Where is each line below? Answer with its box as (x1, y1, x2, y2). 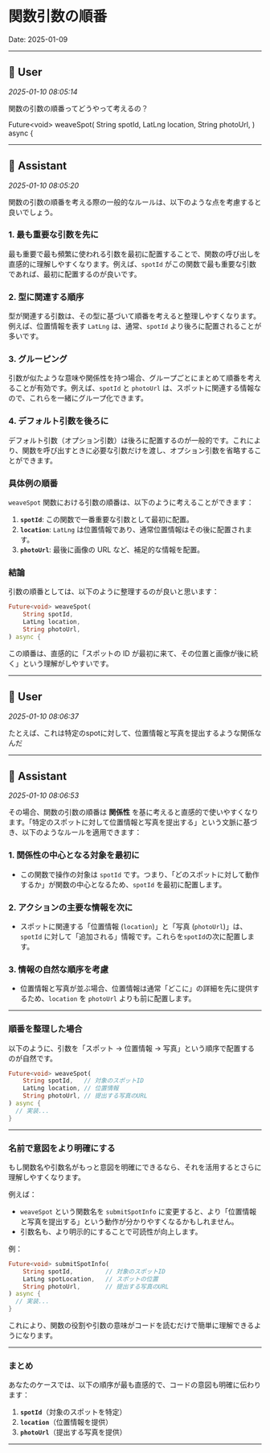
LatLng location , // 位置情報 (22, 1085, 119, 1093)
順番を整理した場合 (8, 1023, 83, 1035)
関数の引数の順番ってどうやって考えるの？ (8, 103, 149, 113)
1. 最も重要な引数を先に (8, 229, 99, 240)
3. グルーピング (8, 354, 68, 365)
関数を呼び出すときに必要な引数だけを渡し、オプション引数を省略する (22, 445, 255, 455)
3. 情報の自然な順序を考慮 (8, 964, 109, 975)
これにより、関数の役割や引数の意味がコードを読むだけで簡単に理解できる (8, 1321, 255, 1331)
